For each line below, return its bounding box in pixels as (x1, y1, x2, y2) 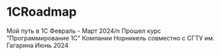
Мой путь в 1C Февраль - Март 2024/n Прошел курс (6, 27, 161, 35)
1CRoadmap (6, 4, 77, 20)
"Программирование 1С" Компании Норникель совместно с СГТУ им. (6, 33, 215, 42)
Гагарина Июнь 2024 (6, 41, 69, 49)
